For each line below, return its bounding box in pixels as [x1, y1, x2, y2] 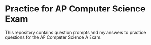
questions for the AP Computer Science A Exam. [5, 34, 102, 40]
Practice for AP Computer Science [5, 3, 146, 14]
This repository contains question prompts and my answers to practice [5, 29, 146, 35]
